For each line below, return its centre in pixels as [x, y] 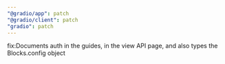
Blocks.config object [36, 53]
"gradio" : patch [30, 26]
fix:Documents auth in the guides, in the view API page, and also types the [112, 46]
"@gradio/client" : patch [43, 20]
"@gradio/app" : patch [38, 13]
